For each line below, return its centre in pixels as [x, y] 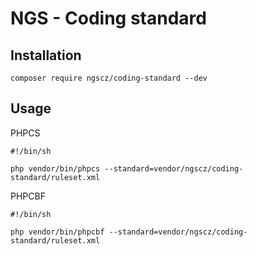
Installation [46, 55]
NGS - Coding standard [108, 18]
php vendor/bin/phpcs [55, 168]
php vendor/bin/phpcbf [57, 232]
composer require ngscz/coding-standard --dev [109, 78]
